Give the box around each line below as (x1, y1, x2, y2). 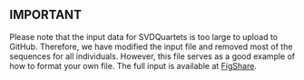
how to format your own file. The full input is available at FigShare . (9, 60, 257, 71)
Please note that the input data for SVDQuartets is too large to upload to (9, 31, 279, 42)
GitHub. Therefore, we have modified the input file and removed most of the (9, 41, 293, 52)
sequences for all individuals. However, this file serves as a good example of (9, 50, 296, 62)
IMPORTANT (9, 7, 82, 23)
